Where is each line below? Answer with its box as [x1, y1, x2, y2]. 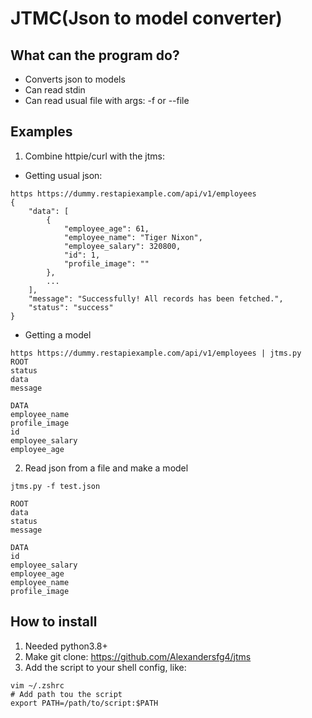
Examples [10, 123, 73, 141]
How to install [10, 613, 98, 631]
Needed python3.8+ [24, 640, 108, 652]
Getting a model [24, 328, 92, 341]
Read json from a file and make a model [24, 462, 189, 474]
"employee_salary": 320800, [63, 241, 182, 251]
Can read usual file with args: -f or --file [24, 95, 190, 106]
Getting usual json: [24, 169, 103, 181]
